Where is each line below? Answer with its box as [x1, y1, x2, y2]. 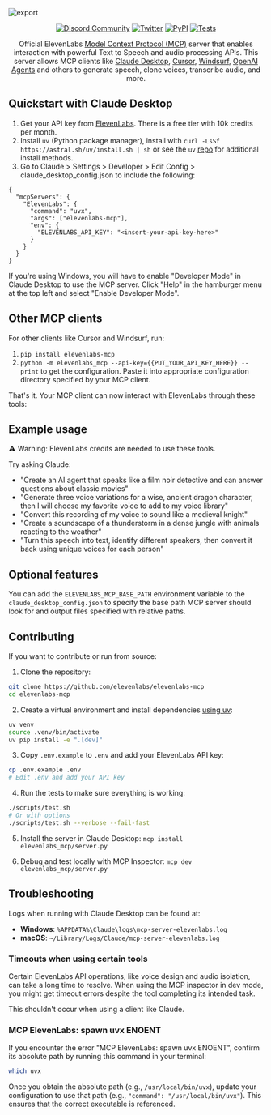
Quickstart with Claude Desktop [8, 97, 173, 111]
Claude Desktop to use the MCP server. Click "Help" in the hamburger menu [8, 280, 263, 289]
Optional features [8, 567, 99, 581]
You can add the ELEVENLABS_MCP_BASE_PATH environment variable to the [8, 589, 245, 599]
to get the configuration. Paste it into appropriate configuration [40, 365, 249, 376]
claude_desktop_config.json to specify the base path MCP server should [8, 598, 252, 608]
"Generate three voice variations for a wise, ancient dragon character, [19, 493, 253, 502]
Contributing [8, 630, 74, 643]
